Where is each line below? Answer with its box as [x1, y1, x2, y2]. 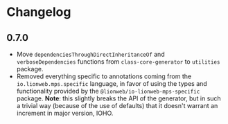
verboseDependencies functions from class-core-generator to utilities [16, 57, 220, 66]
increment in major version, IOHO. [16, 109, 114, 117]
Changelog [6, 4, 71, 20]
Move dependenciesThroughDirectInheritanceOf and [16, 50, 165, 58]
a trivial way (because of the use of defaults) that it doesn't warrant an [16, 102, 218, 109]
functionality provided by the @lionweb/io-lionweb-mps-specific [16, 87, 200, 95]
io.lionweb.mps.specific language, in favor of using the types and [16, 80, 207, 87]
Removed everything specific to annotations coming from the [16, 72, 192, 80]
